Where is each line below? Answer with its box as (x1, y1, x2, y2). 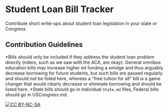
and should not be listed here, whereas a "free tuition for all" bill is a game (5, 75, 161, 82)
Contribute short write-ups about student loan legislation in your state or (5, 20, 157, 26)
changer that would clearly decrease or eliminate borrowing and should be (5, 81, 162, 87)
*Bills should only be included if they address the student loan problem (5, 54, 155, 60)
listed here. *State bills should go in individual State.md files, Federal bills (5, 86, 159, 92)
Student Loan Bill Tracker (5, 4, 114, 15)
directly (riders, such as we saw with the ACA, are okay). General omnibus (5, 59, 161, 65)
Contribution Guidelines (5, 41, 83, 49)
